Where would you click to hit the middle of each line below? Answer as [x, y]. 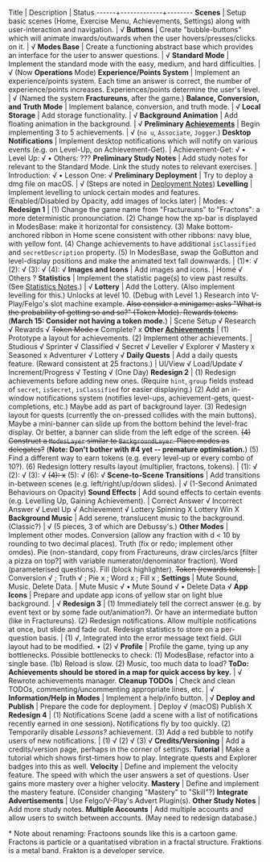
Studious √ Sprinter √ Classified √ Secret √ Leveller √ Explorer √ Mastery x [132, 346]
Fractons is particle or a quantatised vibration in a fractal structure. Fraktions [135, 842]
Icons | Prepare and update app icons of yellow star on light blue [116, 595]
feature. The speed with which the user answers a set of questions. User [129, 775]
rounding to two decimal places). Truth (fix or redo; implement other [121, 543]
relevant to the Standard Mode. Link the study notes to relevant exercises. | [133, 167]
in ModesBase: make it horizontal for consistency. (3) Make [106, 227]
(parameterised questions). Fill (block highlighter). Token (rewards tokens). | [134, 569]
